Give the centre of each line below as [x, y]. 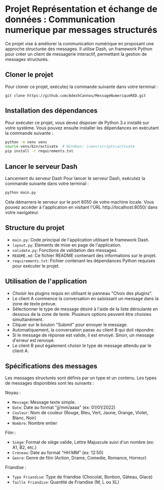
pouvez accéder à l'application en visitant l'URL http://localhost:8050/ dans [82, 207]
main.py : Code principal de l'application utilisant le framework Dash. [81, 240]
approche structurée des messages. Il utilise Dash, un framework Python [79, 49]
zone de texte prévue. [34, 304]
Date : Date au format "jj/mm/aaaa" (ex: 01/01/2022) [64, 407]
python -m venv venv [26, 142]
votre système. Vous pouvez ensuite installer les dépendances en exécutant [82, 128]
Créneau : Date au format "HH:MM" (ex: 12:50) [58, 453]
